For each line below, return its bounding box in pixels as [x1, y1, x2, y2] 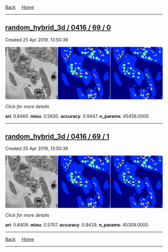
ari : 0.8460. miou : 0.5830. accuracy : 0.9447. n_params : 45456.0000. [5, 113, 150, 119]
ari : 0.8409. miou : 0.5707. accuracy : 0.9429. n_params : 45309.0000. [5, 222, 149, 228]
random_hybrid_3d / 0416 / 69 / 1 [5, 132, 109, 141]
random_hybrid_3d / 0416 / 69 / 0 [5, 24, 111, 32]
